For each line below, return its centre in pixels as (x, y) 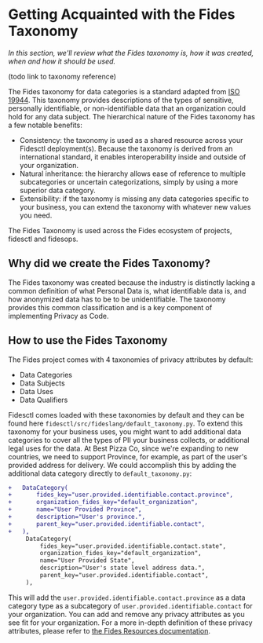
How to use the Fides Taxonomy (88, 340)
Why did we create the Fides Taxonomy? (109, 263)
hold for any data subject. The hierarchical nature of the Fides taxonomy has (131, 116)
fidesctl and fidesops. (43, 239)
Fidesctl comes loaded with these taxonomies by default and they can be (126, 415)
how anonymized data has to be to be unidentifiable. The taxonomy (117, 299)
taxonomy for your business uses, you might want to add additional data (125, 431)
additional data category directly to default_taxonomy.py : (100, 473)
